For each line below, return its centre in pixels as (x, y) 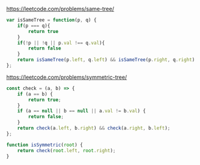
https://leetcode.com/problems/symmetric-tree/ (67, 77)
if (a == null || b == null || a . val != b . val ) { (82, 111)
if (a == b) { (35, 94)
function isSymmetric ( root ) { (45, 145)
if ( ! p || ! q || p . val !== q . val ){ (61, 43)
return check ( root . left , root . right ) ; (66, 150)
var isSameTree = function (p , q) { (52, 20)
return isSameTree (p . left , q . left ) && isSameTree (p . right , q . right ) (106, 60)
